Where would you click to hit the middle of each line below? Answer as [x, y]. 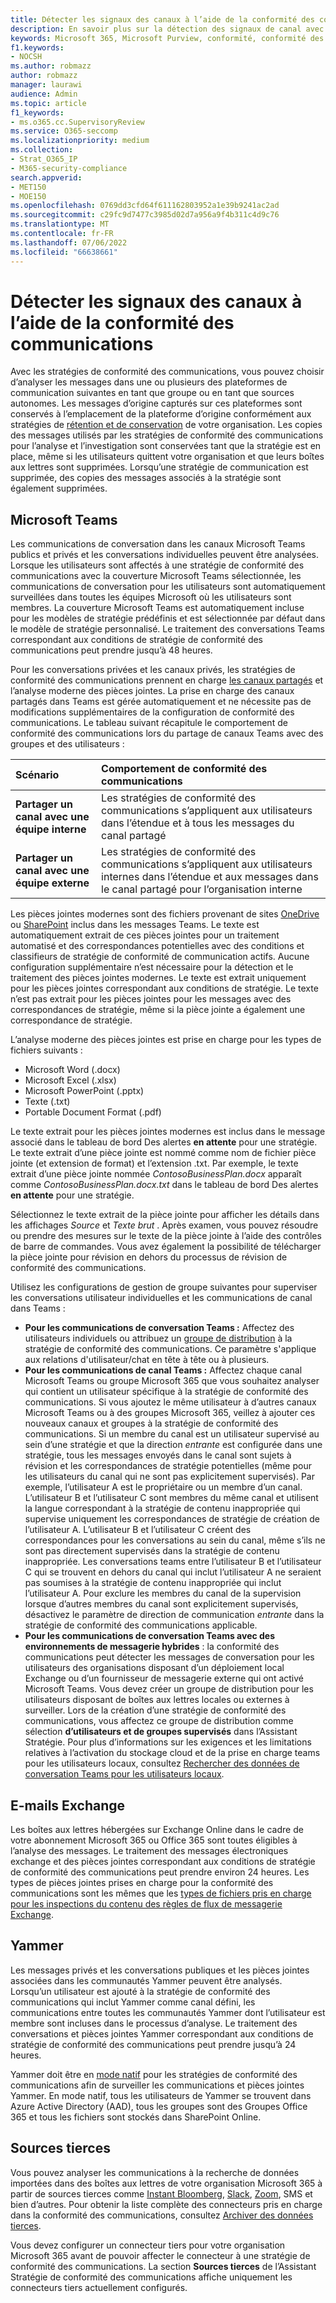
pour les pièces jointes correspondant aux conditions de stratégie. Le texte [164, 988]
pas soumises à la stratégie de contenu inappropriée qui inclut [153, 1583]
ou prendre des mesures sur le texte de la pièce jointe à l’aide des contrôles [166, 1236]
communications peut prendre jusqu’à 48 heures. [111, 650]
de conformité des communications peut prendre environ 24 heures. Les [160, 1872]
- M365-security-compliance [69, 168]
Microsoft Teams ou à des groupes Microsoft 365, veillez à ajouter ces [170, 1413]
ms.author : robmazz [51, 66]
